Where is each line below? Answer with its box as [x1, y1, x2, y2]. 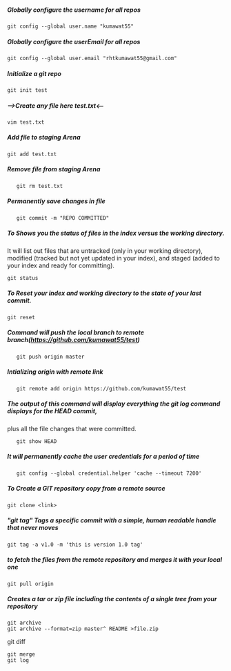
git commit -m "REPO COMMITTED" [16, 214, 110, 221]
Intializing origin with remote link [7, 368, 103, 376]
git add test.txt [7, 151, 57, 158]
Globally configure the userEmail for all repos [7, 37, 141, 46]
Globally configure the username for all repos [7, 6, 141, 14]
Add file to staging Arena [7, 133, 81, 142]
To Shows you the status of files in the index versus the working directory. [7, 229, 225, 238]
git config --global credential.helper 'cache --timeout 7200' [16, 470, 202, 477]
